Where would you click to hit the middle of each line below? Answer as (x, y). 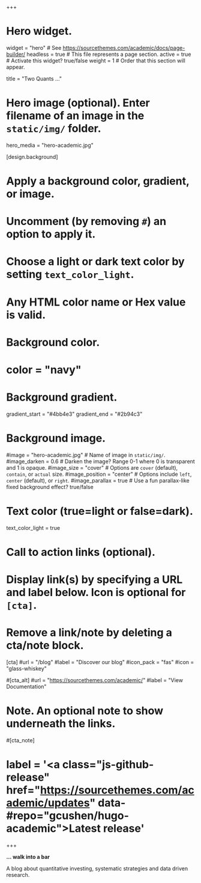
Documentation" (26, 687)
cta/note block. (45, 646)
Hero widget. (39, 31)
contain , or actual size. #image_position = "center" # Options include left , (99, 474)
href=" (23, 790)
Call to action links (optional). (81, 552)
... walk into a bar (28, 857)
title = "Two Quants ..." (34, 78)
